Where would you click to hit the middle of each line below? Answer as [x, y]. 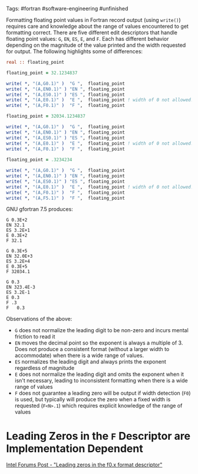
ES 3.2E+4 [18, 262]
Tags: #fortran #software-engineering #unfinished [67, 9]
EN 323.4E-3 [21, 287]
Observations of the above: [39, 319]
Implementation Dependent [75, 448]
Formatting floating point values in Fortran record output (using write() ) [93, 20]
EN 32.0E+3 [19, 257]
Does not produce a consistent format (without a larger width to [92, 349]
